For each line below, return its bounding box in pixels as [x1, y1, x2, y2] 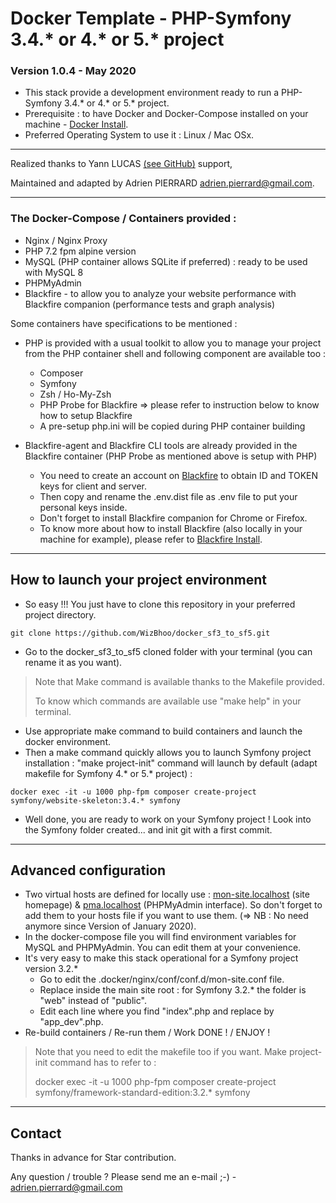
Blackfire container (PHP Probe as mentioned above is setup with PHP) [24, 450, 318, 462]
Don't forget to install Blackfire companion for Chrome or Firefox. [39, 512, 308, 524]
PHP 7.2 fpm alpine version [24, 245, 137, 257]
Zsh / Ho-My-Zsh [39, 388, 112, 400]
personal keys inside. [39, 501, 128, 513]
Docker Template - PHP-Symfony [10, 7, 292, 30]
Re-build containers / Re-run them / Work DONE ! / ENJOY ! [24, 1027, 271, 1039]
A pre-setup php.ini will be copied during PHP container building [39, 420, 306, 432]
